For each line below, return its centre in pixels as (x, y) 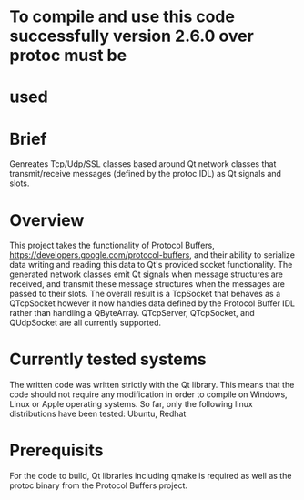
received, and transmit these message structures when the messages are (147, 284)
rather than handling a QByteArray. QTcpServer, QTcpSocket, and (132, 313)
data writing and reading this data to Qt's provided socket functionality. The (151, 265)
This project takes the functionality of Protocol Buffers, (112, 245)
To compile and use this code (122, 17)
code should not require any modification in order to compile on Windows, (149, 394)
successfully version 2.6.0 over (132, 36)
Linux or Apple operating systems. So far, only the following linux (131, 404)
